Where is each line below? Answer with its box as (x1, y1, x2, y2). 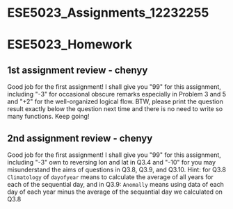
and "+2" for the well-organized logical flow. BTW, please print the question (7, 97, 224, 106)
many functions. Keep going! (7, 112, 90, 121)
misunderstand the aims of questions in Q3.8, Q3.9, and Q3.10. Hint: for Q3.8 (7, 165, 226, 174)
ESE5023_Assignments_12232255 (7, 5, 209, 21)
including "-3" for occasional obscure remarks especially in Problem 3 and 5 (7, 90, 227, 99)
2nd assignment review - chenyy (7, 132, 153, 144)
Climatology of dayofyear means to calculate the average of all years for (7, 173, 214, 181)
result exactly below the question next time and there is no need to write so (7, 105, 223, 113)
